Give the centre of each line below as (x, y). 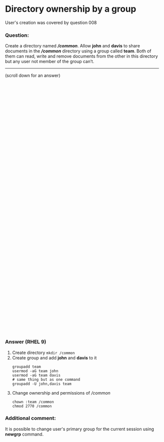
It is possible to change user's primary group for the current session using (80, 429)
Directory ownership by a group (71, 9)
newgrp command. (24, 434)
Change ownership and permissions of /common (61, 393)
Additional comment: (31, 418)
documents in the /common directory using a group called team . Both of (78, 51)
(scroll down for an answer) (33, 76)
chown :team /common (33, 402)
